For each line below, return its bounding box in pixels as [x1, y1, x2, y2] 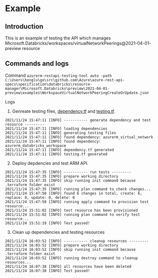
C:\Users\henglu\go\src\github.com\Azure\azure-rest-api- [5, 77, 125, 83]
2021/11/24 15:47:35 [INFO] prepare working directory [5, 174, 119, 179]
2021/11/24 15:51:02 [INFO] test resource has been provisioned [5, 208, 138, 213]
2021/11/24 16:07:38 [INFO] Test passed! [5, 268, 90, 273]
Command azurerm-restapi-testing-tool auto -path [5, 72, 112, 78]
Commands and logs [5, 59, 69, 68]
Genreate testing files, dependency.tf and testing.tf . [12, 108, 115, 114]
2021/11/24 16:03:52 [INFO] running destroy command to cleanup [5, 256, 138, 261]
